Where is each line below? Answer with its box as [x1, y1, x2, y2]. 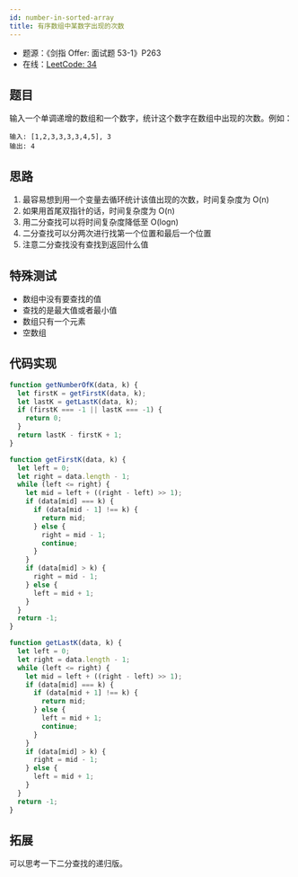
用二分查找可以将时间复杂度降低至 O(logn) [22, 217, 180, 227]
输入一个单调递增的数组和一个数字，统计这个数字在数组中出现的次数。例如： [9, 113, 293, 124]
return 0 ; [25, 414, 63, 423]
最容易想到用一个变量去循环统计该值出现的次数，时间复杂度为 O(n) [22, 194, 269, 205]
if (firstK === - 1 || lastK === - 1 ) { [17, 405, 163, 414]
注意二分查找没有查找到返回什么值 [22, 239, 149, 250]
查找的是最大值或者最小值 [22, 305, 118, 315]
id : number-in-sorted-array [9, 13, 115, 22]
